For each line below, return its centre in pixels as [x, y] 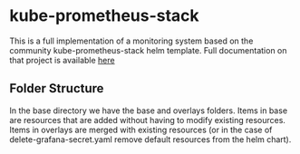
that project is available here [62, 60]
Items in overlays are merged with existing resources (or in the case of [141, 130]
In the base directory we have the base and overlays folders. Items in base [149, 111]
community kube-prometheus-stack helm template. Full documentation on [148, 50]
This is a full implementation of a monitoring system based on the [131, 41]
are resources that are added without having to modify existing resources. [147, 120]
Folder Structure [57, 88]
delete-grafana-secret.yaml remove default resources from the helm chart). [150, 139]
